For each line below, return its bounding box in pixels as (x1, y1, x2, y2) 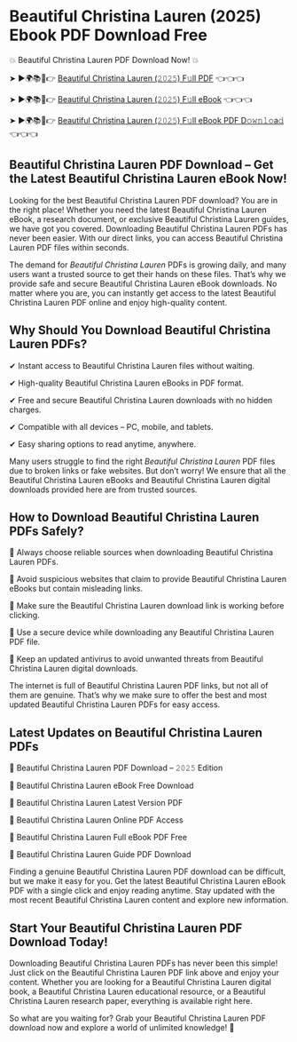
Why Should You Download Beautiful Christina (9, 322, 271, 338)
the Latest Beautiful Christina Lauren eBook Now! (9, 171, 288, 187)
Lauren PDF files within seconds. (9, 242, 129, 252)
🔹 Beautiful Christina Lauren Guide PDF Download (9, 849, 192, 860)
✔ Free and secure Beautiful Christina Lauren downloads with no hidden (9, 394, 273, 405)
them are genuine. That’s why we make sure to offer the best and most (9, 690, 268, 701)
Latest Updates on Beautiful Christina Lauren (9, 725, 263, 740)
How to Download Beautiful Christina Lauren (9, 509, 260, 525)
